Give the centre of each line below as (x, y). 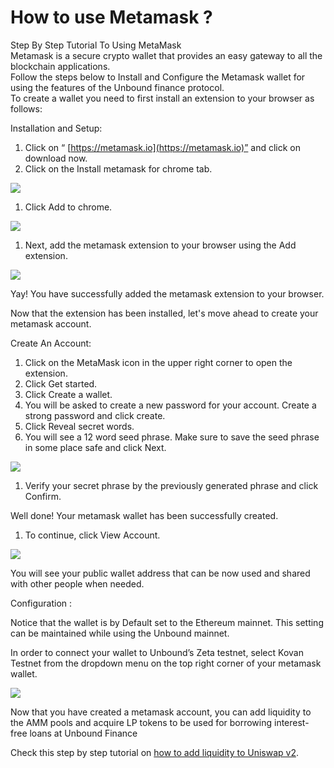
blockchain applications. (60, 66)
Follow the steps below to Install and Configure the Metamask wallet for (158, 77)
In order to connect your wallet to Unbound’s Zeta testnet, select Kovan (157, 652)
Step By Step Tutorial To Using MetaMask (96, 45)
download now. (56, 158)
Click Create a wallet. (68, 394)
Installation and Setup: (56, 128)
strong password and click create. (95, 415)
